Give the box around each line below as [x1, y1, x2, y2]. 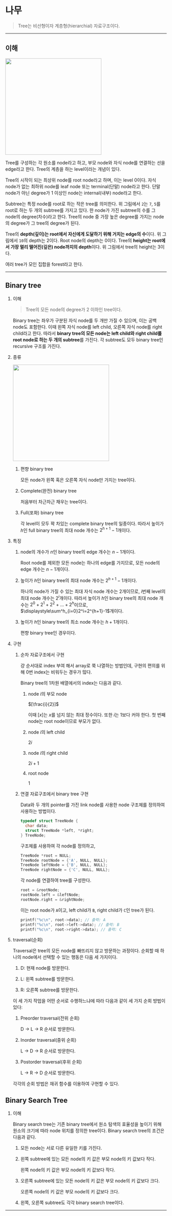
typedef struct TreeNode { [20, 819, 78, 824]
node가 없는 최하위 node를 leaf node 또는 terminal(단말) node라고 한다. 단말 [5, 183, 161, 189]
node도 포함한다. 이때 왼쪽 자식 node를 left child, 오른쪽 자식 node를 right [12, 323, 162, 330]
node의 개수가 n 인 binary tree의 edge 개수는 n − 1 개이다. [20, 549, 136, 555]
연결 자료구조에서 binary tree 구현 [20, 791, 89, 797]
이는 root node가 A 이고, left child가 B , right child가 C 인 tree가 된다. [20, 907, 155, 913]
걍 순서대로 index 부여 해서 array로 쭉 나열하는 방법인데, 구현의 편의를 [20, 663, 160, 669]
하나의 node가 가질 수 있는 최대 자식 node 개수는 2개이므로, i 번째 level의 [20, 588, 166, 594]
